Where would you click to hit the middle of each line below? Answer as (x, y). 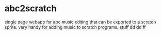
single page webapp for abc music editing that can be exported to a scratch (80, 22)
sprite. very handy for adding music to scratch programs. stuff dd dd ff (75, 27)
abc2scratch (31, 9)
